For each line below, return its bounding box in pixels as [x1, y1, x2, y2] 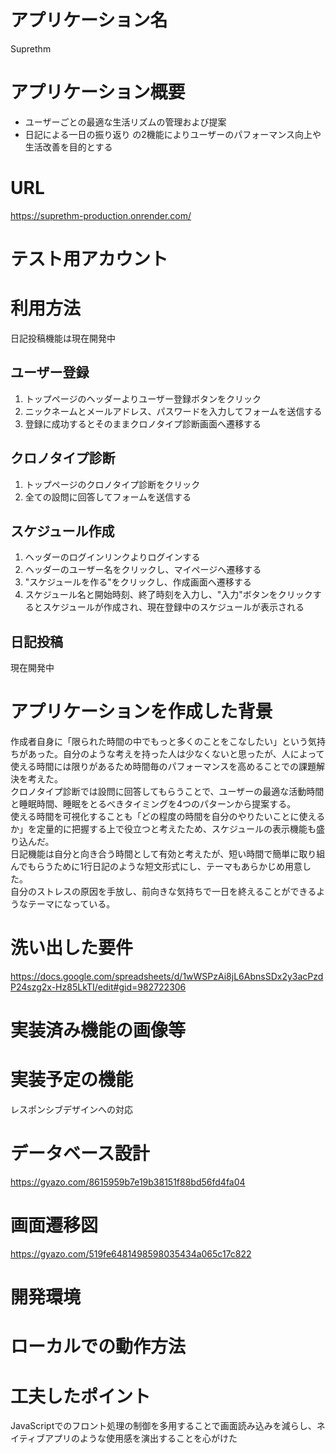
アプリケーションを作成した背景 [10, 701, 273, 723]
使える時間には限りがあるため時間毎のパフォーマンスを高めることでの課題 [10, 761, 317, 773]
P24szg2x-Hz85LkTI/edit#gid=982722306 [10, 981, 187, 993]
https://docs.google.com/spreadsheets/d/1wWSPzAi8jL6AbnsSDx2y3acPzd [10, 971, 324, 983]
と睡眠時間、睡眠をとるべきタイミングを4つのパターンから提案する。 [10, 798, 297, 810]
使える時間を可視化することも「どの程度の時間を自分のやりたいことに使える [10, 811, 326, 823]
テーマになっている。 [27, 898, 116, 910]
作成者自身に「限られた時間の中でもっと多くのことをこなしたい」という [10, 736, 308, 748]
